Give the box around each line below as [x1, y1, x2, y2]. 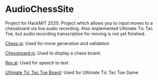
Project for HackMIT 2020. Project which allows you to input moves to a [5, 20, 153, 26]
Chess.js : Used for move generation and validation [5, 40, 109, 46]
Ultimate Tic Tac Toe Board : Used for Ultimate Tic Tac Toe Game [5, 69, 138, 75]
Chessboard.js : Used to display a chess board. [5, 50, 101, 56]
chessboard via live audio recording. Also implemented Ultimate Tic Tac [5, 25, 153, 31]
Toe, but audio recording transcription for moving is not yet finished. [5, 30, 146, 36]
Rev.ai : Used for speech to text [5, 59, 69, 65]
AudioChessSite [5, 3, 74, 15]
